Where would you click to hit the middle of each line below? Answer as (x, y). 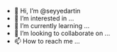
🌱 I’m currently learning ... (52, 26)
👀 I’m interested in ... (44, 18)
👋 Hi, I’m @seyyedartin (47, 11)
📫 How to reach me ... (47, 41)
